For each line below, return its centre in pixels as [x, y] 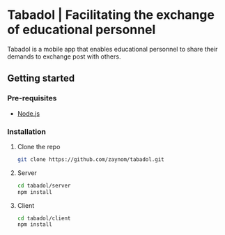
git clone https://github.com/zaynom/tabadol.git [91, 159]
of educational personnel [82, 30]
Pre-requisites [32, 98]
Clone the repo [39, 146]
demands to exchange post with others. [64, 56]
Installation [27, 131]
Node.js [29, 113]
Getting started [41, 78]
